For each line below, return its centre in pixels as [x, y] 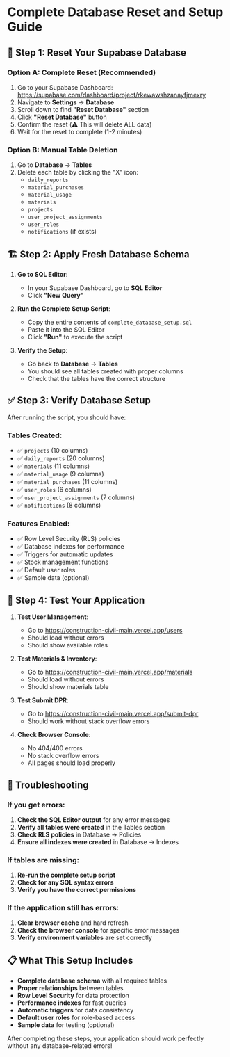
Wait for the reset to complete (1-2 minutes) [80, 131]
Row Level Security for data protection [73, 996]
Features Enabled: [39, 524]
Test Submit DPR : [43, 700]
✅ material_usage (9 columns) [60, 474]
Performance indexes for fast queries [72, 1003]
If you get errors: [36, 805]
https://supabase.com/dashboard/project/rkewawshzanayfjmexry [112, 95]
